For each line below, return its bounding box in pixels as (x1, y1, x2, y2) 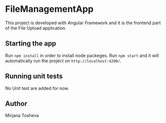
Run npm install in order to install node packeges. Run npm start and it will (5, 52, 159, 58)
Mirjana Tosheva (5, 113, 39, 119)
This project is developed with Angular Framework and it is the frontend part (5, 20, 161, 26)
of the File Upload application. (5, 25, 67, 31)
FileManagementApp (5, 3, 94, 15)
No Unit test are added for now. (5, 85, 69, 91)
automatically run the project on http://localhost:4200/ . (5, 58, 121, 64)
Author (5, 99, 27, 108)
